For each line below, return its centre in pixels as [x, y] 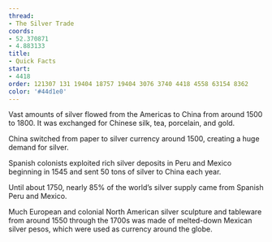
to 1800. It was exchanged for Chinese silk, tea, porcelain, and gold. [122, 123]
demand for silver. [39, 148]
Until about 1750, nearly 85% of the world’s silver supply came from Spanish [136, 188]
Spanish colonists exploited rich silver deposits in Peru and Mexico [120, 163]
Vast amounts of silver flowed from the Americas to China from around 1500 [136, 115]
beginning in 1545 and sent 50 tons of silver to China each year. [115, 172]
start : [19, 69]
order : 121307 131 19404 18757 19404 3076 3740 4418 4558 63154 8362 [129, 84]
